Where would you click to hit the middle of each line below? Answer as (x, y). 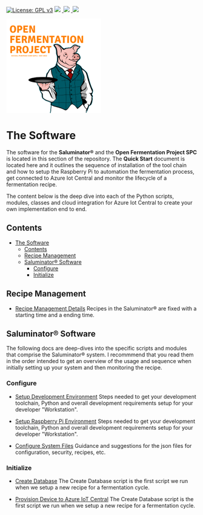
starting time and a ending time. (55, 315)
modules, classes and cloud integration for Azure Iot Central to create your (99, 202)
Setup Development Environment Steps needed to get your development (105, 396)
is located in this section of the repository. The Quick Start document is (96, 159)
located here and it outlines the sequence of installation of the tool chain (96, 165)
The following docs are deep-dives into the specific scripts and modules (97, 349)
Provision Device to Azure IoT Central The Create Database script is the (104, 499)
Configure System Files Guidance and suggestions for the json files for (103, 445)
